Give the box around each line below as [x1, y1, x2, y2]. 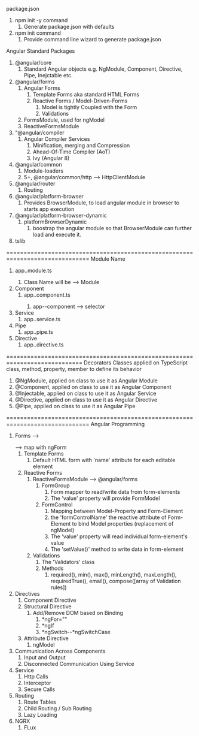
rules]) [50, 584, 67, 591]
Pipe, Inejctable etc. [23, 72, 73, 79]
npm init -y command [14, 17, 68, 23]
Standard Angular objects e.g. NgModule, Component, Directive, [23, 65, 183, 73]
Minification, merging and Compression [32, 142, 130, 149]
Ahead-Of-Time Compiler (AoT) [32, 148, 111, 155]
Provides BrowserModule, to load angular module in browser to [23, 199, 180, 206]
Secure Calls [23, 686, 56, 693]
